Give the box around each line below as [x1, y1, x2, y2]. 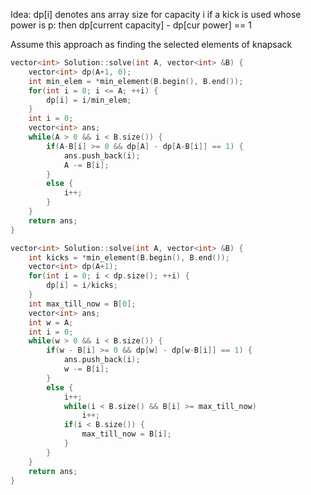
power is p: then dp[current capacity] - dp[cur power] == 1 [10, 19, 252, 31]
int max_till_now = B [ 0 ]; [28, 299, 137, 309]
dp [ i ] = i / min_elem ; [46, 95, 132, 105]
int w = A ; [28, 317, 74, 328]
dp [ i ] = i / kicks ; [46, 280, 118, 291]
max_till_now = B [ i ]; [81, 429, 172, 439]
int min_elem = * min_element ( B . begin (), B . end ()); [28, 76, 244, 86]
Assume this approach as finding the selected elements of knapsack [10, 39, 293, 50]
